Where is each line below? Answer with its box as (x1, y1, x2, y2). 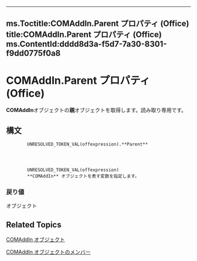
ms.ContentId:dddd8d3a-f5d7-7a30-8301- (6, 39, 167, 49)
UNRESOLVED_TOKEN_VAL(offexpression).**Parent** (27, 141, 148, 147)
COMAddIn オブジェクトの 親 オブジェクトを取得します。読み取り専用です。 (6, 107, 186, 114)
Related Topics (6, 219, 62, 229)
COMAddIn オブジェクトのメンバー (6, 249, 91, 256)
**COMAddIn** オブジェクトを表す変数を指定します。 (27, 174, 140, 179)
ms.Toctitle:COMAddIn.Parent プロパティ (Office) (6, 19, 189, 29)
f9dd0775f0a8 (6, 48, 61, 59)
